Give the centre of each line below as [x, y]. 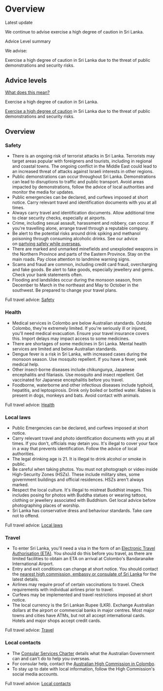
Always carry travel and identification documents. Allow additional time [83, 213]
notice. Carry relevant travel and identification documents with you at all [84, 202]
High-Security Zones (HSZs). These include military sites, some [76, 475]
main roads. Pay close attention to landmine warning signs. [71, 259]
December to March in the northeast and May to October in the [75, 285]
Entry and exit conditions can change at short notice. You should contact [85, 569]
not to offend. [26, 516]
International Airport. [33, 564]
